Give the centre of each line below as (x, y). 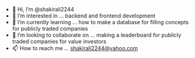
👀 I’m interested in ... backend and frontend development (84, 16)
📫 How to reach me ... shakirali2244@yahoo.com (75, 48)
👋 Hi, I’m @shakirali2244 (43, 9)
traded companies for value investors (59, 41)
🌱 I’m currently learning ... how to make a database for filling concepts (100, 22)
